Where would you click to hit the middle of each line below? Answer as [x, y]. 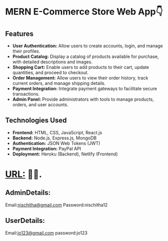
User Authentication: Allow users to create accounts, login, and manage [88, 46]
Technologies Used [36, 120]
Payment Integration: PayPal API [47, 148]
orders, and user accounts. [40, 105]
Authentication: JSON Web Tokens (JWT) [56, 143]
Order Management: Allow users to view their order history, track [80, 78]
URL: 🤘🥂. [24, 174]
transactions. [26, 94]
